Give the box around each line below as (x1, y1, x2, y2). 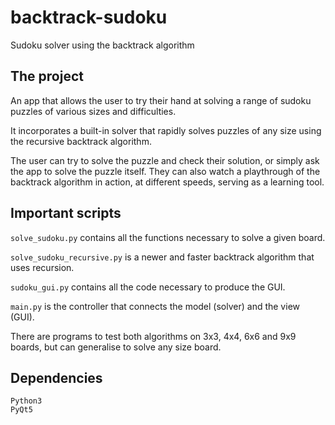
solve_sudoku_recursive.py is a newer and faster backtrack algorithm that (10, 251, 315, 263)
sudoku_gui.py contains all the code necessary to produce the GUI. (10, 281, 286, 293)
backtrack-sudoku (10, 6, 168, 29)
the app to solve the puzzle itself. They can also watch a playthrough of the (10, 165, 321, 177)
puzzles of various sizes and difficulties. (10, 105, 177, 117)
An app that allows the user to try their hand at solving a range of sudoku (10, 94, 312, 106)
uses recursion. (10, 261, 75, 273)
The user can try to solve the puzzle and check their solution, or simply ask (10, 154, 320, 166)
